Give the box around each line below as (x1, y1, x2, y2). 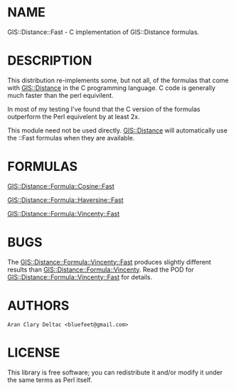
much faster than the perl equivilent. (7, 91, 114, 99)
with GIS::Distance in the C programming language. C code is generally (7, 83, 215, 92)
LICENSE (7, 345, 60, 360)
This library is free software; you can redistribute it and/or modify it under (7, 368, 223, 377)
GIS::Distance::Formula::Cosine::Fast (7, 182, 115, 190)
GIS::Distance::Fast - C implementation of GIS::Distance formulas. (7, 28, 200, 36)
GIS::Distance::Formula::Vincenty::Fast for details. (7, 272, 153, 281)
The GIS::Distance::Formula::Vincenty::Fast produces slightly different (7, 257, 212, 266)
